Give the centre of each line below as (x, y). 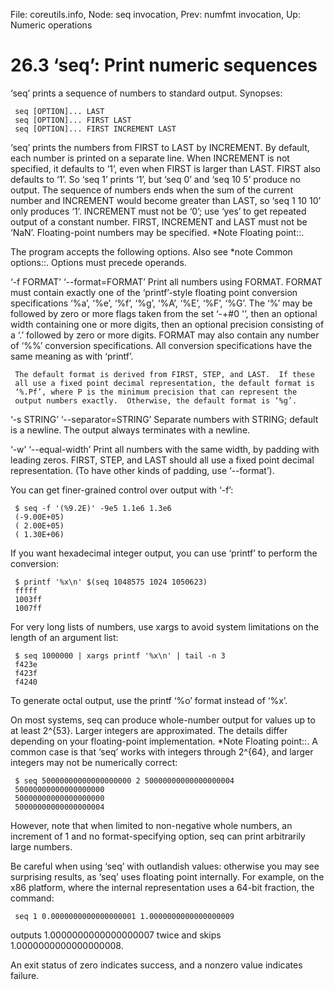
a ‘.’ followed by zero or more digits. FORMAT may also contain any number (165, 335)
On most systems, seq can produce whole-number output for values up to (163, 720)
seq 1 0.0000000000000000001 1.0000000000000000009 (124, 916)
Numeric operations (51, 25)
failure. (25, 975)
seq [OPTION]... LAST (59, 111)
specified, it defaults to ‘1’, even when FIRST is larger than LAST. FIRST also (166, 168)
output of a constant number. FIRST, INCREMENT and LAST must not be (159, 221)
